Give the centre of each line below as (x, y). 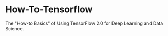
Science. (15, 28)
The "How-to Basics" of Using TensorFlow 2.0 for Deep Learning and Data (84, 23)
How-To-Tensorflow (49, 9)
